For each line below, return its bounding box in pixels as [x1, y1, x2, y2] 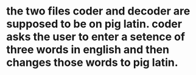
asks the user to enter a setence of [6, 30, 186, 44]
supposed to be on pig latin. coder [6, 17, 183, 31]
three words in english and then [6, 43, 169, 57]
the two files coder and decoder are [6, 4, 191, 18]
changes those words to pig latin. [6, 56, 178, 70]
